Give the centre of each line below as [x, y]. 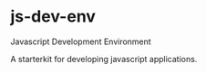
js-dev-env [53, 17]
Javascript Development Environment [81, 41]
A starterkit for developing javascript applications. [104, 59]
